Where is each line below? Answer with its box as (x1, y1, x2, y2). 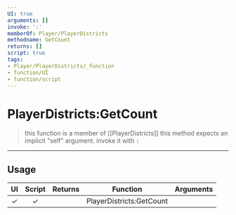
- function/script (7, 75, 61, 83)
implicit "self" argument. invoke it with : (24, 136, 140, 145)
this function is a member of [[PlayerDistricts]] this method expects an (24, 129, 228, 138)
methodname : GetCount (7, 37, 71, 44)
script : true (7, 50, 46, 57)
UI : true (7, 10, 33, 18)
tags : (7, 56, 23, 63)
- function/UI (7, 69, 49, 76)
